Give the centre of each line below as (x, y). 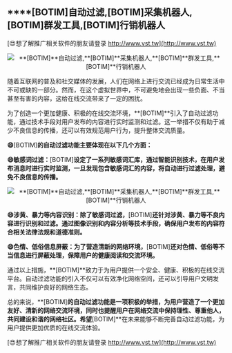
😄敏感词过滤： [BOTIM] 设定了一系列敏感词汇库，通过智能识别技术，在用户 (113, 159)
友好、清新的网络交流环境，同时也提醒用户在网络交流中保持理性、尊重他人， (116, 310)
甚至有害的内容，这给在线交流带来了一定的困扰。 (77, 98)
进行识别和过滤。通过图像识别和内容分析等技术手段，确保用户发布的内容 (116, 223)
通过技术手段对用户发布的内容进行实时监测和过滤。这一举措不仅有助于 (119, 121)
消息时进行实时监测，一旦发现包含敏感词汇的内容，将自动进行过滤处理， (116, 168)
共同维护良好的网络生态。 (55, 287)
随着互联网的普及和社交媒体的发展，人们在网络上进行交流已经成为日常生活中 (116, 81)
